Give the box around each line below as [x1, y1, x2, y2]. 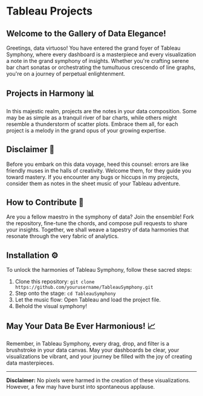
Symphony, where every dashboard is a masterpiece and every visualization [6, 51, 196, 58]
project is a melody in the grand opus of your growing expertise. [6, 127, 166, 134]
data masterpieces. [6, 359, 54, 367]
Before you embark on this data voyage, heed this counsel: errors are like [6, 160, 189, 168]
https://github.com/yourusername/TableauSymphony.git [14, 285, 153, 291]
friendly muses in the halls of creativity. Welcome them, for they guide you [6, 167, 192, 174]
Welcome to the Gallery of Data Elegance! [6, 28, 166, 39]
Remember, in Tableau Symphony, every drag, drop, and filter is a [6, 340, 170, 348]
